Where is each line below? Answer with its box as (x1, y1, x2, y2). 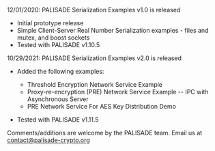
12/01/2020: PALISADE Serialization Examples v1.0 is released (7, 6, 181, 14)
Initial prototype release (16, 19, 84, 27)
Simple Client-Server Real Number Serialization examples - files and (16, 27, 209, 34)
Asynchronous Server (27, 95, 89, 103)
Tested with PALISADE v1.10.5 (16, 41, 100, 49)
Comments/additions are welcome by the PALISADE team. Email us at (7, 129, 203, 137)
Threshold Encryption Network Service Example (27, 81, 162, 88)
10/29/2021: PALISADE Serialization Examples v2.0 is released (7, 54, 182, 62)
